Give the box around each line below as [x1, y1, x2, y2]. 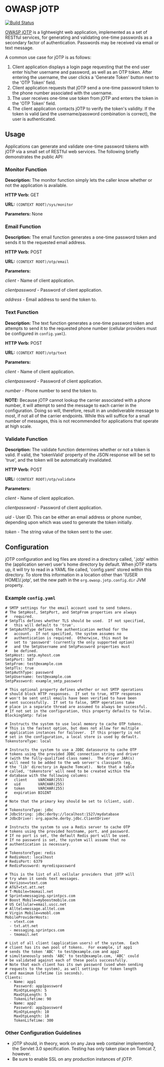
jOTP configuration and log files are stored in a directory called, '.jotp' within [5, 556, 159, 562]
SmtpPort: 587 [5, 657, 34, 662]
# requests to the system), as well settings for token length [5, 966, 137, 972]
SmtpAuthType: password [5, 670, 54, 675]
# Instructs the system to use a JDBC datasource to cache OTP [5, 747, 137, 752]
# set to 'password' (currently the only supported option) [5, 640, 135, 645]
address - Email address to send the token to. [5, 297, 97, 302]
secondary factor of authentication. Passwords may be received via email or [5, 39, 159, 45]
